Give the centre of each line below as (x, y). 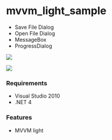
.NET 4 (23, 102)
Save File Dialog (34, 27)
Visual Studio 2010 (37, 96)
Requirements (27, 83)
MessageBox (30, 39)
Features (19, 118)
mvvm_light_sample (56, 11)
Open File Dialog (35, 33)
